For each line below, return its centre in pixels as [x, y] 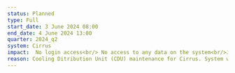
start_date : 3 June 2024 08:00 [53, 26]
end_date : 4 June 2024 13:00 [50, 33]
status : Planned [31, 14]
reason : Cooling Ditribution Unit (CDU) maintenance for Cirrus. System [115, 59]
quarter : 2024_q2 [33, 40]
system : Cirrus [29, 46]
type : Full [23, 20]
